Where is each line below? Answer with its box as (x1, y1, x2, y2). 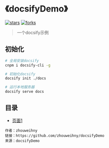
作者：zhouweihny (5, 128, 38, 133)
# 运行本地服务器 (5, 85, 35, 89)
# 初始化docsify (5, 72, 36, 76)
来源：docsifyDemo (5, 138, 40, 143)
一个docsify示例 (16, 30, 49, 35)
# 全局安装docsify (5, 58, 39, 63)
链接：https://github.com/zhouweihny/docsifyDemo (5, 133, 105, 138)
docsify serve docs (5, 89, 44, 94)
